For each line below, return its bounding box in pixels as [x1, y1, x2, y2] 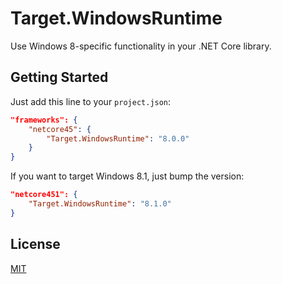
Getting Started [10, 69, 109, 86]
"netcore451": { [10, 190, 78, 200]
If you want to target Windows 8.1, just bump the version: [10, 170, 245, 182]
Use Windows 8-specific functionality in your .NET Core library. [10, 40, 272, 52]
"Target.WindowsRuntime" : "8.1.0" [28, 199, 172, 209]
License [10, 236, 61, 253]
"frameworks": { [10, 115, 78, 125]
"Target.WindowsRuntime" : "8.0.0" [46, 133, 190, 144]
